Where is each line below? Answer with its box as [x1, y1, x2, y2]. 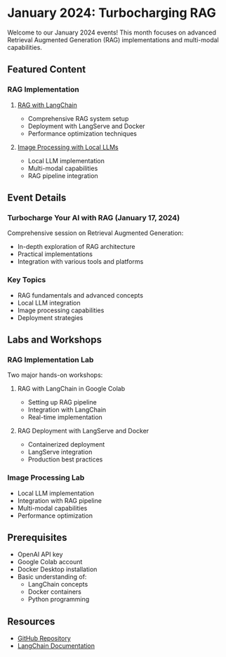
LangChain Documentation [17, 642, 95, 650]
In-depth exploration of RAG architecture [17, 243, 135, 251]
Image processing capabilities [17, 306, 105, 314]
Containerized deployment [27, 440, 105, 449]
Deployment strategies [17, 313, 84, 321]
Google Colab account [17, 558, 83, 566]
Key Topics [7, 275, 46, 285]
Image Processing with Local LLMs [17, 143, 119, 151]
